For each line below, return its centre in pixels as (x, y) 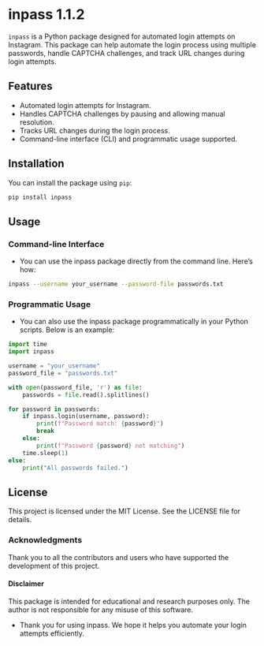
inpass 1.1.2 (46, 15)
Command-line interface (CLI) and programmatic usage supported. (128, 139)
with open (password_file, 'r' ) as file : (76, 387)
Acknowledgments (45, 540)
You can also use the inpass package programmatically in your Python (134, 322)
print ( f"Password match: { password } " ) (100, 424)
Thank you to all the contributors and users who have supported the (119, 557)
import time (28, 345)
